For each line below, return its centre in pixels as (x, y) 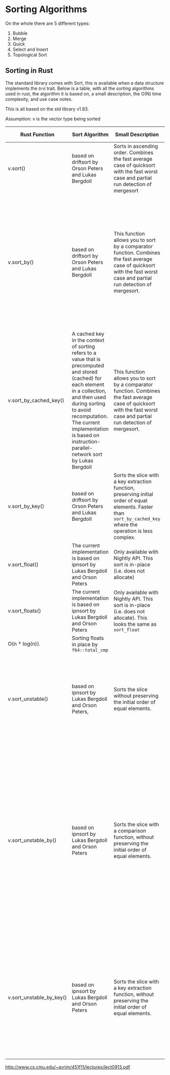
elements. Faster (133, 507)
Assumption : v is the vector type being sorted (53, 119)
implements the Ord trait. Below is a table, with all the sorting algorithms (80, 88)
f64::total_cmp (90, 650)
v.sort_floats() (25, 611)
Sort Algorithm (90, 134)
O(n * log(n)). (24, 643)
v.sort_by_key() (26, 506)
